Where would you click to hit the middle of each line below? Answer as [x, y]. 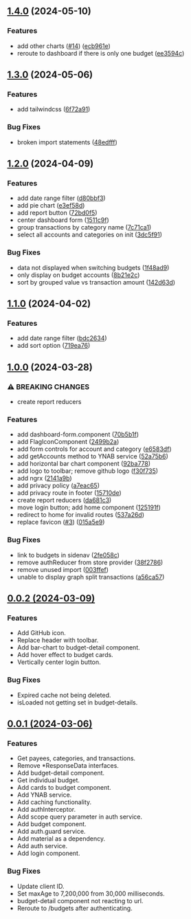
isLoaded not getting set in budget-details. [77, 702]
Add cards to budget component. [64, 788]
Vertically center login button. [59, 662]
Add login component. [48, 853]
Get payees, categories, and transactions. [76, 758]
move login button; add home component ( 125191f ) [89, 507]
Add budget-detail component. [61, 773]
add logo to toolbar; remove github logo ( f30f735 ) [88, 471]
